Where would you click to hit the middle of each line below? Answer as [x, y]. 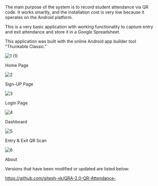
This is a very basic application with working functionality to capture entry [79, 27]
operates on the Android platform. [39, 17]
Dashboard [16, 122]
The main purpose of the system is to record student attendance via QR [77, 7]
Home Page [17, 65]
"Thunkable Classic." [26, 46]
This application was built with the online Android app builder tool [70, 41]
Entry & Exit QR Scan [26, 141]
